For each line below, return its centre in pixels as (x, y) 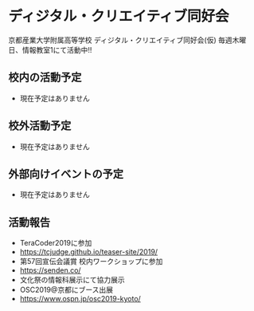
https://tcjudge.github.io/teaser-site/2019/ (88, 252)
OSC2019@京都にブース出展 (66, 290)
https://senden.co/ (50, 270)
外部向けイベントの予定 (66, 173)
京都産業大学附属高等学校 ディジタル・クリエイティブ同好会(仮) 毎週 (120, 40)
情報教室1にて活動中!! (57, 49)
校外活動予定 (40, 126)
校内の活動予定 (45, 78)
